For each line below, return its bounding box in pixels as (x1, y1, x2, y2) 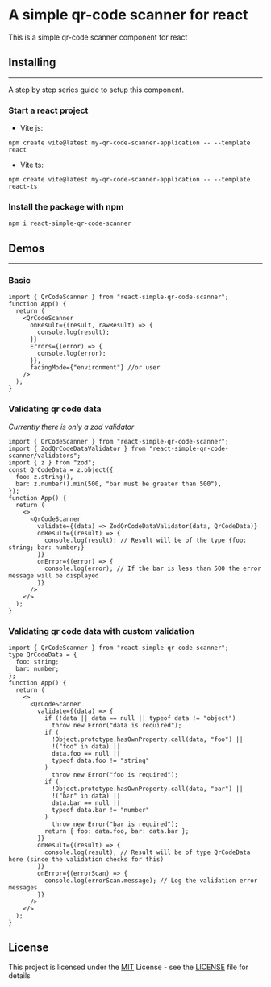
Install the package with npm (8, 201, 124, 212)
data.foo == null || (51, 750, 121, 758)
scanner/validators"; (8, 452, 81, 460)
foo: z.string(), (15, 473, 74, 481)
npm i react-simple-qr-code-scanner (8, 219, 131, 227)
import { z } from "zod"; (8, 458, 95, 467)
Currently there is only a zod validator (8, 422, 135, 431)
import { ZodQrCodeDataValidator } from (8, 444, 147, 452)
